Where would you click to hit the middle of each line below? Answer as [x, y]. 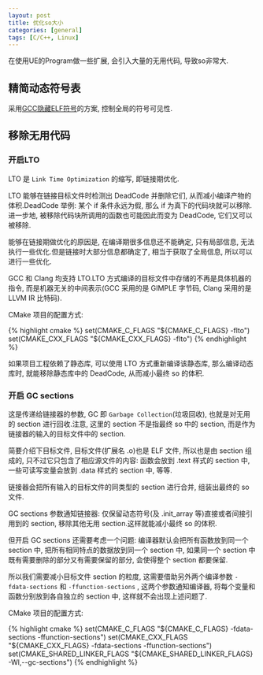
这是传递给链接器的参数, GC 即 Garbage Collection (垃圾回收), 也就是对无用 [129, 414]
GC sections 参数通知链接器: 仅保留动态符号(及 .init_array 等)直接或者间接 [127, 514]
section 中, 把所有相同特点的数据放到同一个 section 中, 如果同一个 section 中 [132, 550]
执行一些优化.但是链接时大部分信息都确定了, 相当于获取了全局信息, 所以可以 [130, 251]
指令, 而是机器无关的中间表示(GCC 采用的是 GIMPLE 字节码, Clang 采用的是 [130, 287]
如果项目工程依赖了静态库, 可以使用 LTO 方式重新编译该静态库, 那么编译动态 [131, 363]
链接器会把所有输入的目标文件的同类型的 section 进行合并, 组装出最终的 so [129, 487]
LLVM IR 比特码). [35, 298]
